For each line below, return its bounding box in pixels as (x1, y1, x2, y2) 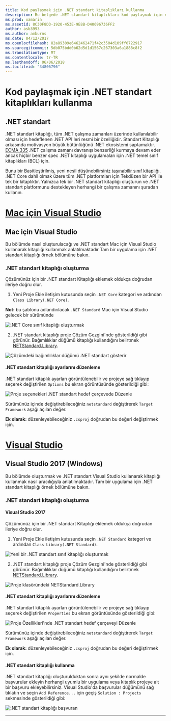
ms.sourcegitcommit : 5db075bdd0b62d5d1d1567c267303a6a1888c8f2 (5, 45, 142, 50)
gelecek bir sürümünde (5, 312, 54, 318)
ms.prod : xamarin (5, 17, 42, 22)
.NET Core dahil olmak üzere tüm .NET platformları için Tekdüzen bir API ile (5, 173, 163, 179)
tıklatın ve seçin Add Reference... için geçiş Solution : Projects (5, 690, 141, 696)
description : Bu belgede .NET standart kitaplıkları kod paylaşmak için (5, 12, 163, 17)
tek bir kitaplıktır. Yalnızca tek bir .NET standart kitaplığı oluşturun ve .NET (5, 179, 159, 185)
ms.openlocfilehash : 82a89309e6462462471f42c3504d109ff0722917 (5, 41, 142, 46)
